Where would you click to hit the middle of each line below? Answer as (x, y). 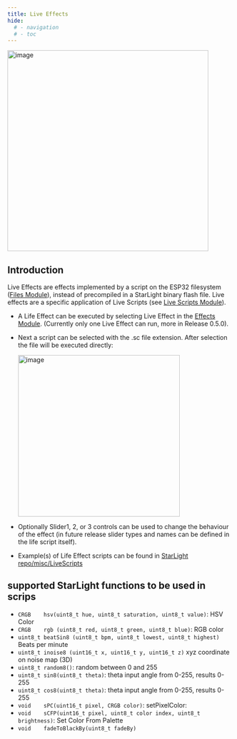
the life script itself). (47, 542)
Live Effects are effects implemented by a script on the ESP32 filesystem (114, 287)
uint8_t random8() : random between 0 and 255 (87, 667)
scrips (22, 597)
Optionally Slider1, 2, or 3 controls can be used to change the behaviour (123, 527)
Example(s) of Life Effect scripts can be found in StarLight (103, 556)
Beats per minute (43, 644)
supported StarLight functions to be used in (106, 586)
